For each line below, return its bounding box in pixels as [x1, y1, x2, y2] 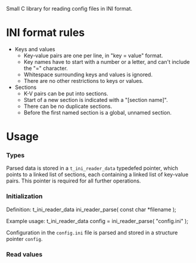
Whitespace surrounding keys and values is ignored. [23, 71, 153, 78]
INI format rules [6, 26, 85, 39]
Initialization [6, 192, 43, 200]
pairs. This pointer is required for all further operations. [6, 177, 141, 184]
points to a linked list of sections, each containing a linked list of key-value [6, 171, 189, 178]
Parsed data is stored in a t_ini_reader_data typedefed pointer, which [6, 165, 179, 172]
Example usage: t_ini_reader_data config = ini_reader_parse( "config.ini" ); [6, 217, 189, 224]
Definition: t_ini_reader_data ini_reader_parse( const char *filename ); [6, 206, 177, 213]
